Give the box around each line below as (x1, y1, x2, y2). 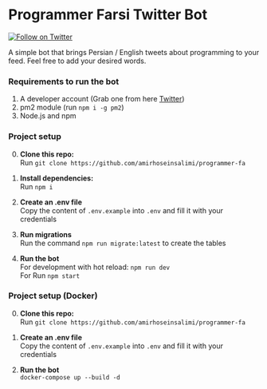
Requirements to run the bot (8, 76, 120, 87)
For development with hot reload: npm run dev (19, 262, 171, 272)
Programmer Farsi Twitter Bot (8, 6, 208, 24)
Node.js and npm (19, 111, 77, 121)
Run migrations (19, 229, 72, 239)
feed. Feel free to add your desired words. (8, 56, 147, 65)
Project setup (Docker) (8, 290, 98, 301)
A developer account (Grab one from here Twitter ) (19, 94, 185, 104)
